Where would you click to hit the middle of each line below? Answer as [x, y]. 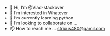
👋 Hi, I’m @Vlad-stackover [37, 8]
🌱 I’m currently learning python [42, 18]
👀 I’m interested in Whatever [39, 13]
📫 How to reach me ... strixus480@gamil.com [57, 28]
